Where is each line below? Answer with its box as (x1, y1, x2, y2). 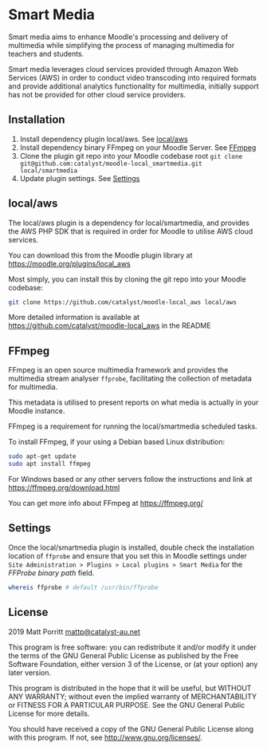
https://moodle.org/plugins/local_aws (8, 259, 131, 268)
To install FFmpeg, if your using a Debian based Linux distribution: (8, 437, 226, 447)
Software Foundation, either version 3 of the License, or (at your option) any (8, 659, 258, 669)
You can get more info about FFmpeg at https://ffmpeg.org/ (8, 499, 203, 507)
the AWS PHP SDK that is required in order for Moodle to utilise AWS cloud (8, 226, 253, 236)
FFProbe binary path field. (8, 568, 95, 578)
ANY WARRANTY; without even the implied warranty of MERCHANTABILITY (8, 692, 257, 701)
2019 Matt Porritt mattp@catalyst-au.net (8, 626, 141, 636)
